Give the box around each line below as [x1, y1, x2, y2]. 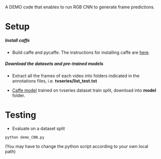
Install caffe [5, 37, 30, 43]
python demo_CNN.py [5, 135, 45, 140]
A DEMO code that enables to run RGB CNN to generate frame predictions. [5, 4, 155, 10]
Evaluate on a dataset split [12, 126, 65, 131]
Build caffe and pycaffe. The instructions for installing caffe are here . [12, 49, 150, 55]
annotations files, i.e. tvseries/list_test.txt [12, 78, 97, 84]
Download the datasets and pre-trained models [5, 61, 104, 66]
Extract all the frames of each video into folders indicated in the [12, 73, 140, 79]
